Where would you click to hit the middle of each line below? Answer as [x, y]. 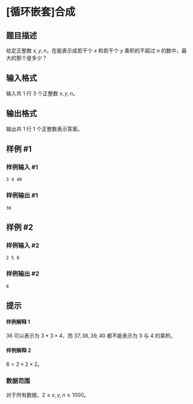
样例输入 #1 [22, 167]
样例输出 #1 [22, 196]
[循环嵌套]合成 [41, 12]
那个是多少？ [32, 58]
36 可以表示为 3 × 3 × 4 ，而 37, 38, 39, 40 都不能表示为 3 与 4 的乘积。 [91, 336]
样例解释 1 [18, 321]
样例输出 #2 [23, 274]
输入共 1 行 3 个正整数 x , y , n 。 [42, 93]
